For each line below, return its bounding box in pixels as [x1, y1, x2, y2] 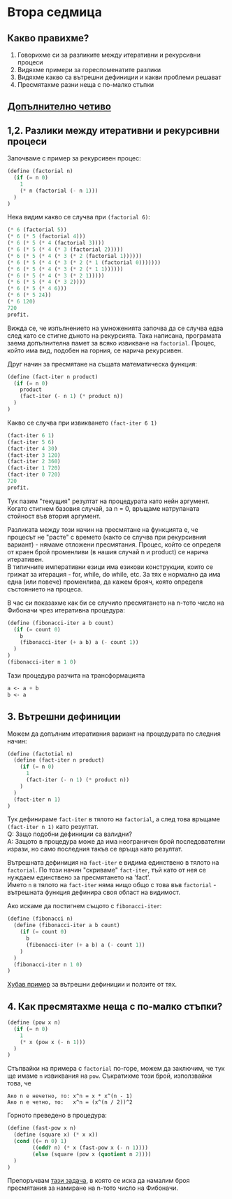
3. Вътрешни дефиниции [7, 711, 121, 722]
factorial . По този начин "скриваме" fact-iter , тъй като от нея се [7, 866, 206, 875]
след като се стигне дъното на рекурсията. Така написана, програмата [7, 331, 222, 340]
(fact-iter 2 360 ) [7, 458, 61, 465]
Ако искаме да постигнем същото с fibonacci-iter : [7, 902, 162, 910]
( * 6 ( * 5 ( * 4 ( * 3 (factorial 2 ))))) [7, 246, 124, 253]
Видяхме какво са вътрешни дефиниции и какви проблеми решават [17, 73, 222, 81]
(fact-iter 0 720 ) [7, 471, 61, 479]
